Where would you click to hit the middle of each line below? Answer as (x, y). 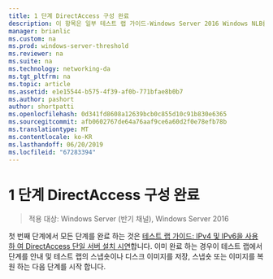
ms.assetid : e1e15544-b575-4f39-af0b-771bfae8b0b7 (96, 92)
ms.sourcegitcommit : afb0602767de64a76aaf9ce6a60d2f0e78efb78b (118, 122)
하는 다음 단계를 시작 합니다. (61, 267)
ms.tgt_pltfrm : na (39, 76)
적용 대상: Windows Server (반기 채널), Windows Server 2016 (128, 219)
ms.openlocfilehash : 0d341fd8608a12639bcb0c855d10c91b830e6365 (118, 115)
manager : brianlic (39, 31)
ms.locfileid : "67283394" (52, 152)
